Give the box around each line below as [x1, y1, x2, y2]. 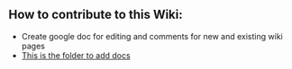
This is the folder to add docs [21, 49, 132, 61]
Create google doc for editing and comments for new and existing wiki [21, 30, 283, 41]
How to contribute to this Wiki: [8, 7, 184, 22]
